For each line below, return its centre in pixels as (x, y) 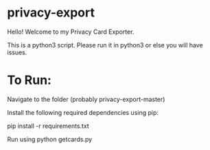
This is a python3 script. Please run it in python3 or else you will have (105, 45)
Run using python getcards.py (50, 139)
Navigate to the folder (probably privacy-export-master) (86, 99)
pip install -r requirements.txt (48, 126)
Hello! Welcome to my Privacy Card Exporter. (71, 32)
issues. (17, 52)
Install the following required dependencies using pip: (83, 112)
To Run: (29, 80)
